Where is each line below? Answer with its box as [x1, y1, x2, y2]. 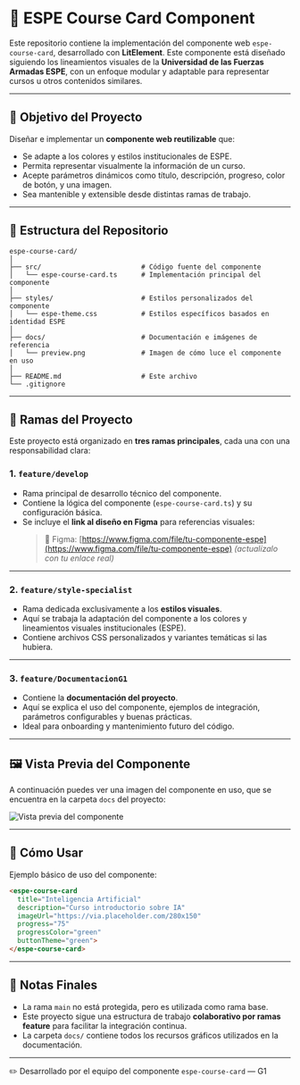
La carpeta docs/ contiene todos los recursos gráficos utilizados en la [21, 1030, 279, 1040]
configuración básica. [21, 506, 103, 517]
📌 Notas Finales [9, 978, 98, 993]
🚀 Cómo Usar [9, 846, 84, 861]
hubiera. [21, 641, 54, 652]
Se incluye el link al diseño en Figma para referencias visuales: [21, 516, 255, 527]
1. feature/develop [9, 468, 89, 480]
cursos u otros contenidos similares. [9, 75, 143, 86]
